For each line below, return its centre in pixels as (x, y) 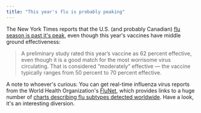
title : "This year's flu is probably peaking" (66, 12)
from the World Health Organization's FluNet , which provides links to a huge (100, 90)
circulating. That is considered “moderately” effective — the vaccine (106, 66)
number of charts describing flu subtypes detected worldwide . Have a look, (100, 97)
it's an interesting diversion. (41, 103)
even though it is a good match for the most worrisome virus (96, 60)
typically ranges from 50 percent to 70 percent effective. (91, 72)
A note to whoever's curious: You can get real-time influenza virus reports (98, 84)
